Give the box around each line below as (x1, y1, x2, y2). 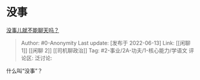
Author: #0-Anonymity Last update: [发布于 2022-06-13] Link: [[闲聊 (20, 39, 191, 46)
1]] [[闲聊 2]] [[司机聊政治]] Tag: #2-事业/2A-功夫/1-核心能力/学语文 (20, 46, 188, 54)
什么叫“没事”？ (6, 67, 43, 74)
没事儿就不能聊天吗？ (6, 26, 59, 34)
